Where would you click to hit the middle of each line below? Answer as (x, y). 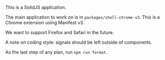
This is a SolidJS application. (36, 7)
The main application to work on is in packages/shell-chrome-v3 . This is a (83, 17)
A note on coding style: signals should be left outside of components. (79, 42)
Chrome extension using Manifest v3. (45, 23)
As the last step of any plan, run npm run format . (56, 52)
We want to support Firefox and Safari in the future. (60, 32)
